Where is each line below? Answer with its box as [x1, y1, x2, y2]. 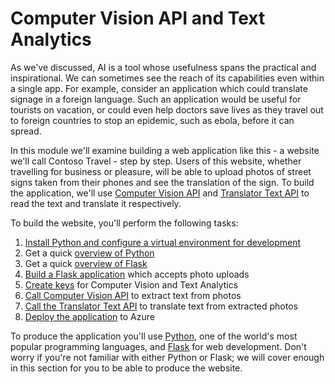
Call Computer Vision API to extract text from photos [24, 289, 242, 301]
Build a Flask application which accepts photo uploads [24, 268, 250, 280]
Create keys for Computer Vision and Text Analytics [24, 278, 239, 291]
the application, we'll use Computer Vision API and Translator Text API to [10, 187, 310, 199]
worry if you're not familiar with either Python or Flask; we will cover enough [10, 351, 325, 363]
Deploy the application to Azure [24, 310, 155, 322]
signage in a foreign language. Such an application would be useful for [10, 93, 302, 105]
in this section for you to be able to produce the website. [10, 362, 243, 374]
